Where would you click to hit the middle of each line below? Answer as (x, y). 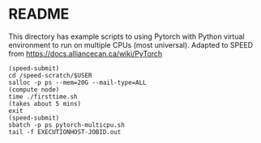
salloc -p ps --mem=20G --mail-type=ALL (78, 82)
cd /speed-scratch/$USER (50, 75)
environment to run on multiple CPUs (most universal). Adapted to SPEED (131, 44)
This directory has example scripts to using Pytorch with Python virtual (126, 36)
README (39, 14)
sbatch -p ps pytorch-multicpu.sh (67, 125)
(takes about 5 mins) (45, 103)
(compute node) (34, 90)
